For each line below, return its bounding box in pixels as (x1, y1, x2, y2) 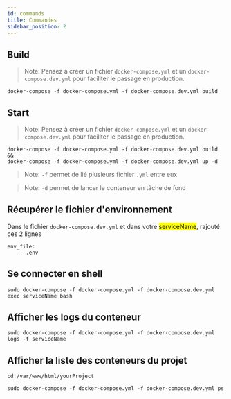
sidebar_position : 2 (7, 23, 67, 30)
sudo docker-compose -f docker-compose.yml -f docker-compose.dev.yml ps (7, 385, 225, 392)
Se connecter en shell (7, 268, 103, 280)
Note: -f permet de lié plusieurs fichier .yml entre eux (24, 171, 178, 178)
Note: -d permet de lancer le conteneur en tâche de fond (24, 184, 186, 192)
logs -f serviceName (7, 336, 67, 343)
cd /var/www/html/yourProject (7, 373, 95, 380)
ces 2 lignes (7, 230, 42, 238)
